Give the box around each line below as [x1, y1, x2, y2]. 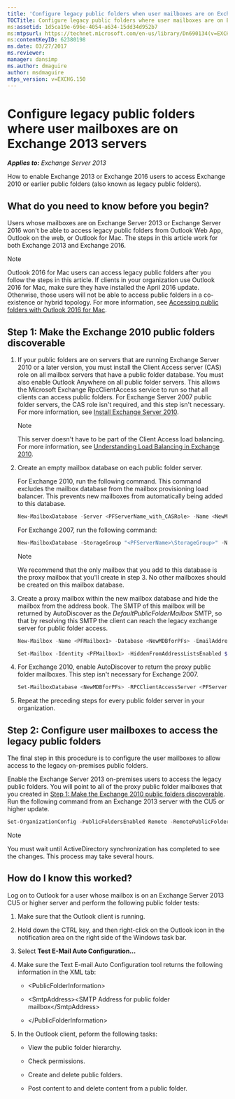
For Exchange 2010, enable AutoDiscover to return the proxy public [17, 662, 211, 671]
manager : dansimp [7, 56, 58, 63]
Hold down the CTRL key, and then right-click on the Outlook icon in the [17, 926, 225, 934]
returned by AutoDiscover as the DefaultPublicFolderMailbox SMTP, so [17, 608, 222, 618]
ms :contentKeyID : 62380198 [7, 36, 86, 44]
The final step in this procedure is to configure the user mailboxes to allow [7, 754, 221, 762]
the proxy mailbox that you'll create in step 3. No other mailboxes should [17, 573, 226, 581]
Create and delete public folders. [27, 1070, 123, 1079]
